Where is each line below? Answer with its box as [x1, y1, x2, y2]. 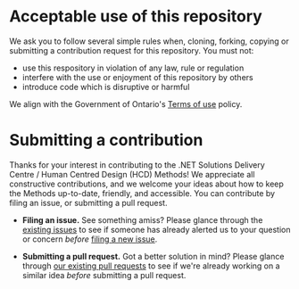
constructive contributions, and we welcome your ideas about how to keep [9, 178, 284, 189]
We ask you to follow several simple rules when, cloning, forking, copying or [9, 36, 289, 46]
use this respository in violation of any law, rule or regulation [21, 62, 245, 73]
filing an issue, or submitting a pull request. [9, 197, 168, 208]
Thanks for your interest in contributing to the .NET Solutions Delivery [9, 159, 265, 170]
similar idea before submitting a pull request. [21, 269, 187, 280]
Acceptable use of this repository [9, 6, 263, 27]
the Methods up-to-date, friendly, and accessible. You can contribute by [9, 187, 275, 198]
